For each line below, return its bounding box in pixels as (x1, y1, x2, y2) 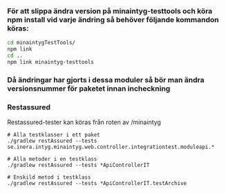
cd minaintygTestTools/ (7, 39, 76, 46)
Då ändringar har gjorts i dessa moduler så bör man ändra (7, 75, 205, 85)
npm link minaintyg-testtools (7, 58, 95, 65)
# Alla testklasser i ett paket (7, 132, 100, 139)
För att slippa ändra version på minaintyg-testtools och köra (7, 6, 213, 16)
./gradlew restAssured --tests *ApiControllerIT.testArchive (7, 180, 187, 187)
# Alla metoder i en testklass (7, 156, 97, 163)
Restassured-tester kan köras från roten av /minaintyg (7, 118, 161, 127)
